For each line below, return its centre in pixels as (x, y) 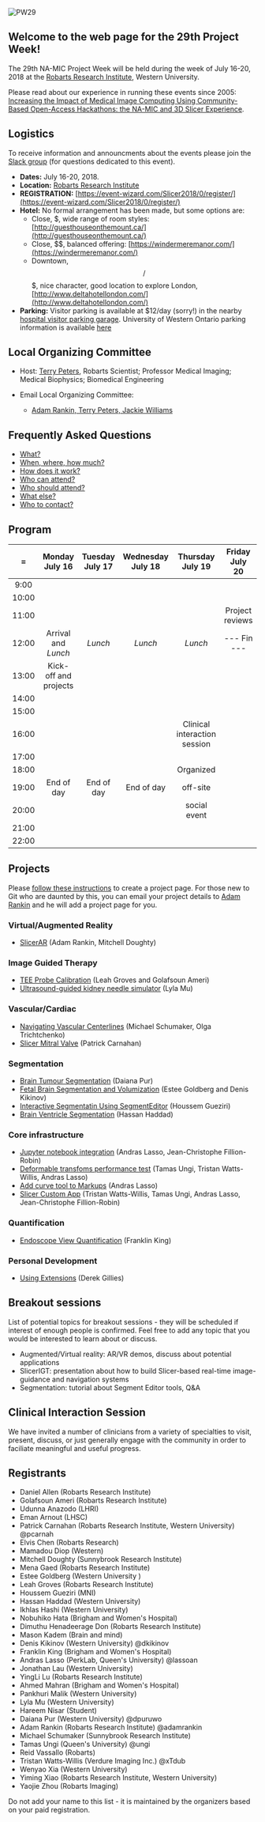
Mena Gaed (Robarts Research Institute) (85, 1568)
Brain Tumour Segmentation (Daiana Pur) (86, 1081)
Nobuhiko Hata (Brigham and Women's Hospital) (99, 1618)
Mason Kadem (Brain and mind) (71, 1635)
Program (30, 529)
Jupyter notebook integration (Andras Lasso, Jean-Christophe (121, 1152)
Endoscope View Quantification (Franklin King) (95, 1240)
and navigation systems (90, 1379)
